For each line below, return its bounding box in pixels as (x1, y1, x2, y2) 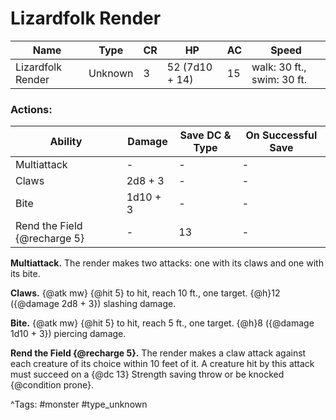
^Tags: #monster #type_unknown (10, 398, 148, 411)
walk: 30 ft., (251, 60, 307, 74)
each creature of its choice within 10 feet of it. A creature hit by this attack (10, 358, 315, 370)
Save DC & (179, 128, 232, 142)
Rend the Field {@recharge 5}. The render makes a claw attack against (10, 347, 307, 359)
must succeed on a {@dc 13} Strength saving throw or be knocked (10, 368, 285, 381)
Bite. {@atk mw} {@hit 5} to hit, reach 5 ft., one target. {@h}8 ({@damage (10, 317, 315, 329)
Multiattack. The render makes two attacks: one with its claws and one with (10, 257, 324, 269)
